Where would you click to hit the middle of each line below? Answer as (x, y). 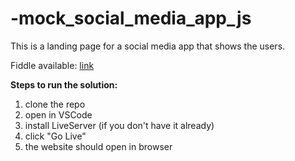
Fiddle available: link (52, 65)
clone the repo (55, 104)
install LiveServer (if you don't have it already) (119, 125)
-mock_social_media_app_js (131, 18)
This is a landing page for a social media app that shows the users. (148, 46)
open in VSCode (58, 114)
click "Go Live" (55, 136)
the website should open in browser (98, 146)
